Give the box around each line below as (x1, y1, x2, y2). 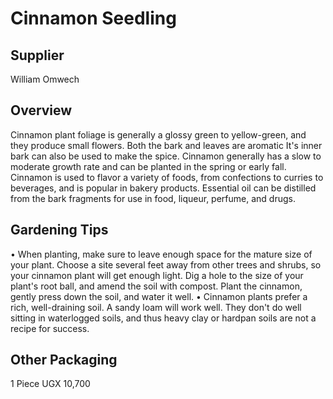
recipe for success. (10, 322, 90, 334)
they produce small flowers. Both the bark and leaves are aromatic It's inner (10, 139, 323, 151)
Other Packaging (10, 352, 118, 369)
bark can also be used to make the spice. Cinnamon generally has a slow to (10, 150, 322, 162)
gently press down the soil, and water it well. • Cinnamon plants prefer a (10, 290, 308, 302)
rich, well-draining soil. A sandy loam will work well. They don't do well (10, 301, 302, 313)
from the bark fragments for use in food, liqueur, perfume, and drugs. (10, 192, 296, 204)
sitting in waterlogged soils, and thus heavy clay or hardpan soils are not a (10, 312, 317, 324)
